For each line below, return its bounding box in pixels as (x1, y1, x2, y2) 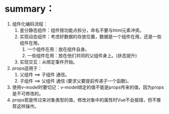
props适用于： (12, 65, 43, 71)
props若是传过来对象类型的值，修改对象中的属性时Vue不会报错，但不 (12, 97, 157, 103)
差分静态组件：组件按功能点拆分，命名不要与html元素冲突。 (19, 27, 145, 33)
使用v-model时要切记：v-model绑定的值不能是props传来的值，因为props (12, 84, 164, 90)
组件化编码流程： (12, 21, 48, 27)
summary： (5, 3, 55, 15)
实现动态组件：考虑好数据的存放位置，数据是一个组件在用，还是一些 (19, 33, 162, 40)
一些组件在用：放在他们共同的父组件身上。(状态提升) (27, 52, 137, 58)
